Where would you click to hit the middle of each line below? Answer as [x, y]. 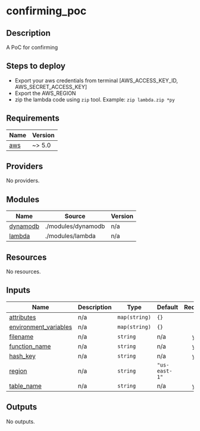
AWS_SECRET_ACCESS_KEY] [51, 87]
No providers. [23, 181]
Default [168, 307]
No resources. [24, 272]
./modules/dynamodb [75, 226]
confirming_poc [46, 11]
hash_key [22, 356]
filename [21, 337]
